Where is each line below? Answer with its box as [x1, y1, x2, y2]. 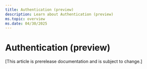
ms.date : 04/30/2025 [5, 21, 48, 26]
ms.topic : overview [5, 16, 45, 21]
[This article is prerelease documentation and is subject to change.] [5, 59, 143, 65]
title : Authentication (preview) [5, 7, 74, 12]
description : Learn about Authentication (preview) [5, 12, 113, 17]
